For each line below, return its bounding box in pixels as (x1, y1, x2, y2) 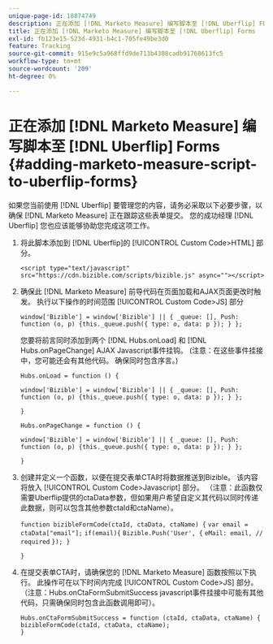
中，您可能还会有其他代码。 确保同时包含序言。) (19, 355, 179, 365)
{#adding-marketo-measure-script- (8, 155, 258, 173)
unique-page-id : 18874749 (8, 11, 96, 20)
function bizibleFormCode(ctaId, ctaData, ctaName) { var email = (19, 521, 249, 529)
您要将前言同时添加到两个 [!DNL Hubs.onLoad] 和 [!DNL (19, 335, 207, 345)
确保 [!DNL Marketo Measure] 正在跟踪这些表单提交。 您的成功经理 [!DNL (8, 210, 254, 220)
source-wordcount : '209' (8, 65, 93, 73)
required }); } (19, 538, 71, 546)
